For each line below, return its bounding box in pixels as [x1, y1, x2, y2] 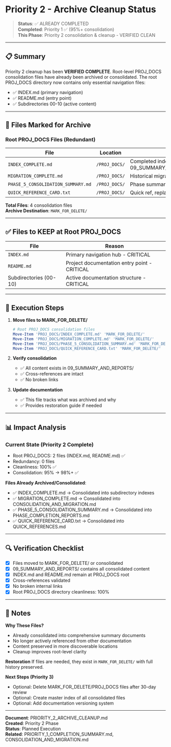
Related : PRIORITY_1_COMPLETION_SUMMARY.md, [5, 731, 114, 737]
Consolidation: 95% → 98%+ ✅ [12, 470, 79, 476]
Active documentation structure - [66, 274, 147, 281]
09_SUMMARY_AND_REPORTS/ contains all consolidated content [12, 566, 150, 572]
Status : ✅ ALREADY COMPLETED [17, 20, 89, 27]
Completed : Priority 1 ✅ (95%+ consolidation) [17, 26, 115, 32]
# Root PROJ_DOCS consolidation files [12, 327, 95, 332]
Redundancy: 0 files [12, 458, 55, 465]
